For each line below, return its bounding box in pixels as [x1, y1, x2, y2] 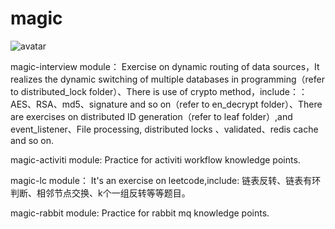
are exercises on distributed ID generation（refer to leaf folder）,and [10, 110, 293, 122]
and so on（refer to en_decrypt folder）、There [129, 98, 323, 110]
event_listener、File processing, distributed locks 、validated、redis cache [10, 123, 319, 135]
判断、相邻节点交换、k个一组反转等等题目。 [10, 187, 191, 199]
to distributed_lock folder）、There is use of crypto [10, 85, 218, 97]
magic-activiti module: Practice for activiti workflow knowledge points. [10, 153, 301, 166]
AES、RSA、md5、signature [10, 98, 128, 110]
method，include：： [219, 85, 308, 97]
